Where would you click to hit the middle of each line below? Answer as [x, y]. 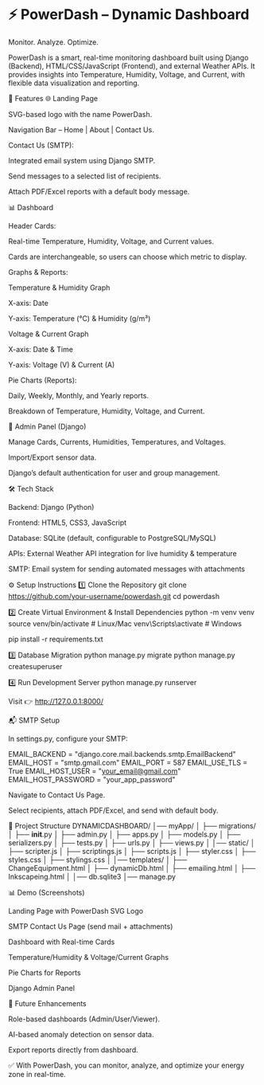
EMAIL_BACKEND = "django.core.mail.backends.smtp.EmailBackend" [122, 754]
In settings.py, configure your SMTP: [68, 738]
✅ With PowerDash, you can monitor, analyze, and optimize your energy [126, 1065]
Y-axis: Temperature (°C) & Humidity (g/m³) [80, 318]
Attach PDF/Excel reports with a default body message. [99, 191]
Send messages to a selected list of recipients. [85, 176]
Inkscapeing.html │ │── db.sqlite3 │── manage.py [92, 876]
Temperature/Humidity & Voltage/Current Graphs [89, 957]
